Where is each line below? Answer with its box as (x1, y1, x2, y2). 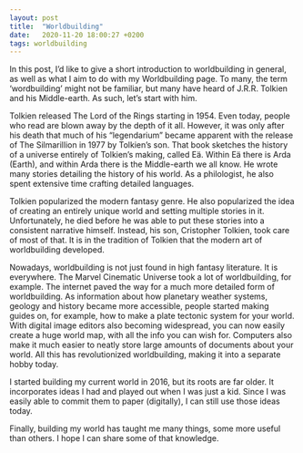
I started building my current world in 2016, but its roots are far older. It (9, 376, 275, 387)
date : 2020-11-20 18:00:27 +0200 (9, 30, 145, 39)
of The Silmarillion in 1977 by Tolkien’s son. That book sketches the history (9, 139, 288, 150)
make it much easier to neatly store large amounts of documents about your (9, 339, 294, 351)
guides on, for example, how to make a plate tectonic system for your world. (9, 311, 295, 322)
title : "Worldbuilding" (9, 22, 104, 31)
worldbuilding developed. (9, 244, 105, 255)
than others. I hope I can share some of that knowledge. (9, 433, 219, 444)
